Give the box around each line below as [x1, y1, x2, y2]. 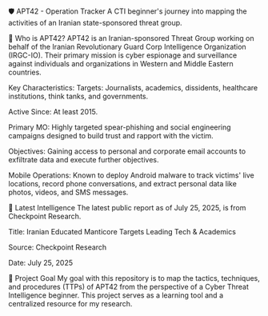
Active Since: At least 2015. [8, 107, 98, 116]
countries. [8, 67, 42, 77]
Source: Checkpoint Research [8, 242, 107, 252]
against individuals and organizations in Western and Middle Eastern [8, 59, 234, 68]
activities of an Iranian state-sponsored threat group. [8, 18, 182, 27]
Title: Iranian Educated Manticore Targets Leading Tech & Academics [8, 227, 236, 236]
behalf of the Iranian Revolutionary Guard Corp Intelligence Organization [8, 42, 246, 51]
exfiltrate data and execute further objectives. [8, 155, 159, 164]
